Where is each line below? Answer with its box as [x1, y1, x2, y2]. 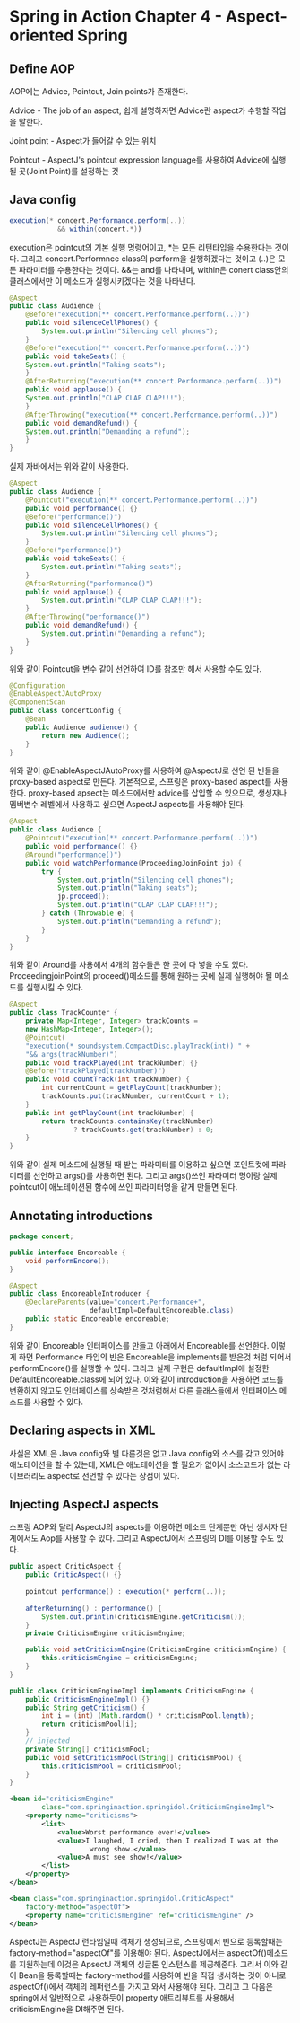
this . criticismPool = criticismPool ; [41, 1762, 182, 1771]
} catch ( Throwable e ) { [41, 909, 134, 918]
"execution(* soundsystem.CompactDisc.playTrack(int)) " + [25, 1042, 251, 1051]
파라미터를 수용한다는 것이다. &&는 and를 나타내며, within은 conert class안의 [18, 264, 289, 275]
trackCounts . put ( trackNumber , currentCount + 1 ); [41, 1092, 230, 1101]
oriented [9, 25, 74, 46]
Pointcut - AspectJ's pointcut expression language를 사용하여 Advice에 [9, 154, 270, 165]
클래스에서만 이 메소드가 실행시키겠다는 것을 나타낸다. [9, 276, 196, 286]
